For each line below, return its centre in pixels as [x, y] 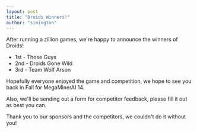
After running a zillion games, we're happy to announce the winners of [92, 40]
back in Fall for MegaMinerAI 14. [45, 88]
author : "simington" [32, 22]
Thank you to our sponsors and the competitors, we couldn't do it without [96, 117]
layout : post [22, 12]
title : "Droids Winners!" [38, 17]
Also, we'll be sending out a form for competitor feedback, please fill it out [97, 99]
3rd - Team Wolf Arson [43, 70]
